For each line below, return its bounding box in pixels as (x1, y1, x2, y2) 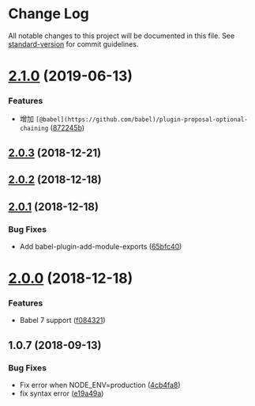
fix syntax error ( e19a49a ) (19, 389, 104, 398)
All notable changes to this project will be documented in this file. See (8, 31, 235, 40)
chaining (19, 124, 49, 133)
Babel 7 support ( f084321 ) (19, 316, 106, 325)
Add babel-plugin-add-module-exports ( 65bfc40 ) (19, 241, 182, 251)
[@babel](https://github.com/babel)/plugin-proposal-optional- (35, 116, 249, 123)
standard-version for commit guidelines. (8, 39, 139, 48)
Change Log (8, 5, 89, 23)
